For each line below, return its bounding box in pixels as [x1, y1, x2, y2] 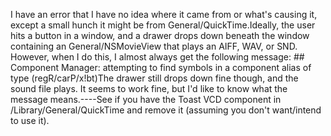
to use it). [10, 115, 50, 126]
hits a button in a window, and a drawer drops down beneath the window [10, 30, 310, 41]
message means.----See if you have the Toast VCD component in [10, 94, 282, 105]
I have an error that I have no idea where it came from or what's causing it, [10, 9, 318, 20]
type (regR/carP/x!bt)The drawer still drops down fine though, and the [10, 72, 299, 84]
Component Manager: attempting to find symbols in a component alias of [10, 62, 312, 73]
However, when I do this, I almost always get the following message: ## [10, 51, 305, 63]
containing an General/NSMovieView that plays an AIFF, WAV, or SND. [10, 40, 298, 52]
